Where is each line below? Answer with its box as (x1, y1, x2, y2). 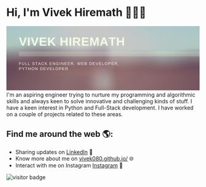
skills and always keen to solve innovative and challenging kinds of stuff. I (6, 97, 193, 105)
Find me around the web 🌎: (6, 129, 113, 139)
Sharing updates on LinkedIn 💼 (15, 148, 93, 155)
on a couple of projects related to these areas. (6, 110, 123, 118)
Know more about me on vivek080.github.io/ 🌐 (15, 155, 134, 162)
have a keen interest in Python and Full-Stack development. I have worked (6, 104, 194, 111)
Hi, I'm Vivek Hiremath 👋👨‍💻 (6, 5, 147, 20)
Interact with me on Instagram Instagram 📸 (15, 161, 123, 169)
